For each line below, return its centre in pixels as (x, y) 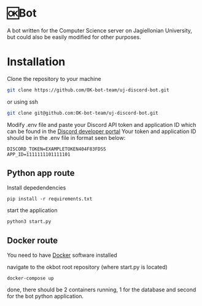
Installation (36, 62)
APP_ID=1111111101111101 (39, 154)
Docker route (33, 240)
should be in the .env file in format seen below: (66, 137)
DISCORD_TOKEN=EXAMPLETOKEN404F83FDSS (56, 149)
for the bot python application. (45, 296)
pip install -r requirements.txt (50, 199)
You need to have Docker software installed (62, 255)
